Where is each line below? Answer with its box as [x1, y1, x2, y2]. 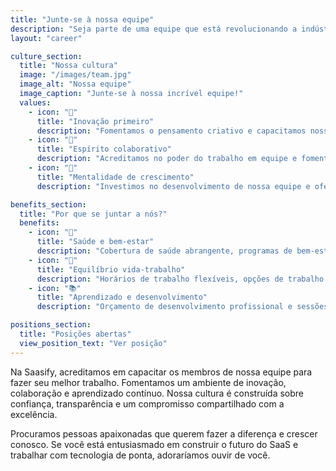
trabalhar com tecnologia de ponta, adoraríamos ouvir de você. [10, 449, 271, 461]
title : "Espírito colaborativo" [36, 144, 172, 155]
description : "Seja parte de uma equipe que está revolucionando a [10, 24, 298, 34]
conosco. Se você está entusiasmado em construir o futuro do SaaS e [10, 438, 299, 450]
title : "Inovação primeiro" [36, 116, 155, 126]
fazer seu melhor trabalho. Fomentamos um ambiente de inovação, [10, 376, 287, 388]
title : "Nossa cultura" [19, 61, 118, 71]
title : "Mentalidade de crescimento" [36, 172, 195, 182]
